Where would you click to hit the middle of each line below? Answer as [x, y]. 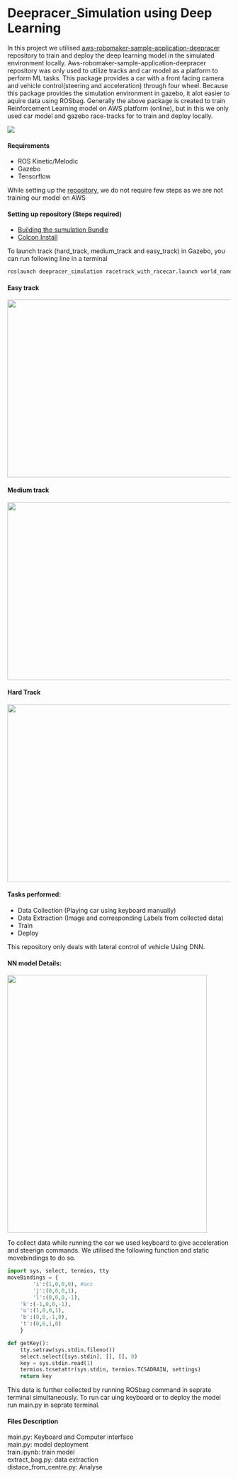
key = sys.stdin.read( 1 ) [57, 1363]
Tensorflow [34, 176]
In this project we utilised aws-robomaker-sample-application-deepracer [114, 48]
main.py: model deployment [48, 1445]
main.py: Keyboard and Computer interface [70, 1437]
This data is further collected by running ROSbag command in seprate [109, 1390]
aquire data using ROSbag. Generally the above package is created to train [116, 100]
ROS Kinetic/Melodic [48, 161]
